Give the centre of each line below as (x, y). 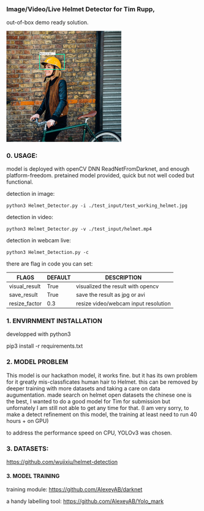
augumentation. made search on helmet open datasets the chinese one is (99, 395)
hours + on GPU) (28, 420)
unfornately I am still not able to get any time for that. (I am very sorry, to (98, 408)
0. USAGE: (22, 155)
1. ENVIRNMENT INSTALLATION (54, 321)
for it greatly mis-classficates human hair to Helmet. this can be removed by (102, 382)
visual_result (25, 286)
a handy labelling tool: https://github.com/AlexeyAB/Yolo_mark (85, 501)
